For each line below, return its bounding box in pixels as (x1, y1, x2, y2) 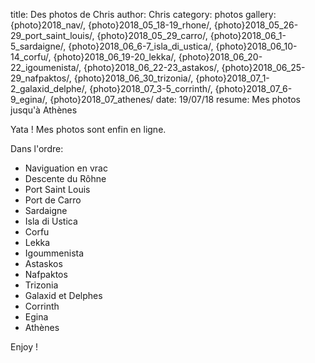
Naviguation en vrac (24, 162, 108, 174)
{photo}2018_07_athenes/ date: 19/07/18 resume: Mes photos (49, 94, 301, 105)
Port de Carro (24, 194, 82, 206)
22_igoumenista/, (10, 62, 82, 73)
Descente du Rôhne (24, 173, 107, 184)
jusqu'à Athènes (10, 104, 78, 116)
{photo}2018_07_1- (195, 72, 270, 84)
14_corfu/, (10, 51, 52, 63)
